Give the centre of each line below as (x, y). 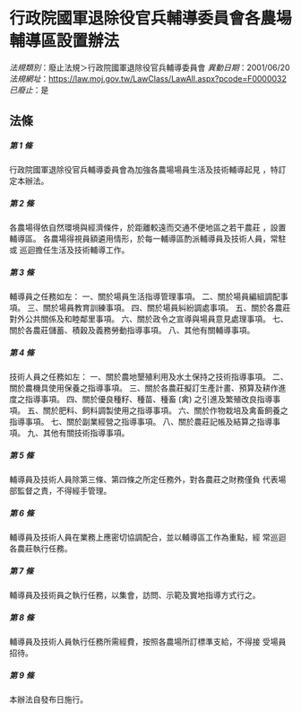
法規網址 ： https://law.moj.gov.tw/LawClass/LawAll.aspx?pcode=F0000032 (148, 78)
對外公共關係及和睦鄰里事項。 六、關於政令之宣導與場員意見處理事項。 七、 (149, 319)
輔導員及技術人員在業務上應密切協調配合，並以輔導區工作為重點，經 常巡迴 (148, 537)
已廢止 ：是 (29, 90)
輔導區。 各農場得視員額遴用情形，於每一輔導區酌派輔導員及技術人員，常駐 (148, 239)
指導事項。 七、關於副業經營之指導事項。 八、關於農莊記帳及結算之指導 (141, 422)
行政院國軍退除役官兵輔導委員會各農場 (151, 18)
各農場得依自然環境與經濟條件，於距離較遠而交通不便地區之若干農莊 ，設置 (148, 228)
